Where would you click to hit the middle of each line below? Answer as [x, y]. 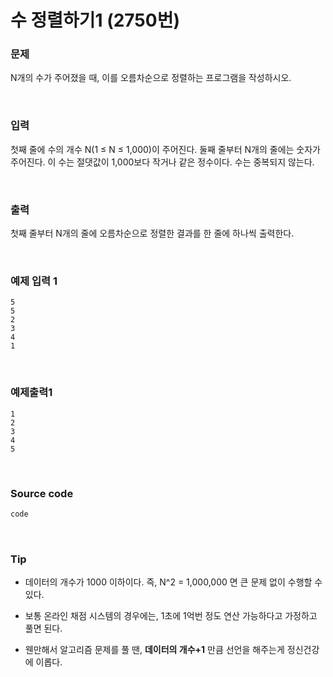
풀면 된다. [43, 628]
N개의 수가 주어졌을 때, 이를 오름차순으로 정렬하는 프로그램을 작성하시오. [151, 78]
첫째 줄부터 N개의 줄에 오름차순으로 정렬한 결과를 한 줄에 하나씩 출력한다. [152, 233]
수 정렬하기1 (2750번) [95, 20]
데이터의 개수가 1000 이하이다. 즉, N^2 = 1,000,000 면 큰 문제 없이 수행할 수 [173, 582]
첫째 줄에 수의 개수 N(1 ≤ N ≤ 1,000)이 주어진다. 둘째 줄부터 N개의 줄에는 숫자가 [165, 149]
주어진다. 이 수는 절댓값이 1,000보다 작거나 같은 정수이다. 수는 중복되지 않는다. [162, 162]
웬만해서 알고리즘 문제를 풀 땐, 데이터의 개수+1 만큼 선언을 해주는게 [154, 650]
